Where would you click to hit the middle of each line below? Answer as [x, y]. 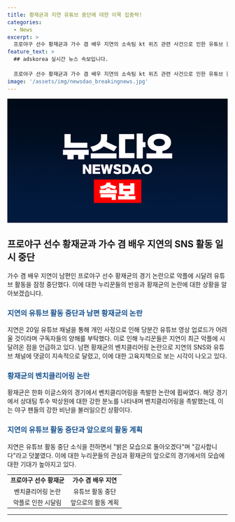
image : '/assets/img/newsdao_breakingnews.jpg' [78, 81]
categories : [24, 22]
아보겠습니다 [24, 293]
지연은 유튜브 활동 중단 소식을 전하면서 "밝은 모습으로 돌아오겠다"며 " [101, 446]
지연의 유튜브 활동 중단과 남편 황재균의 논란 [75, 313]
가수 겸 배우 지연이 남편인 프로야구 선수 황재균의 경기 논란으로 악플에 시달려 [110, 275]
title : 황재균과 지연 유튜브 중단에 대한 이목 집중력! [75, 15]
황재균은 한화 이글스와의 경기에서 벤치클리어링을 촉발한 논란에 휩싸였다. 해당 [111, 392]
